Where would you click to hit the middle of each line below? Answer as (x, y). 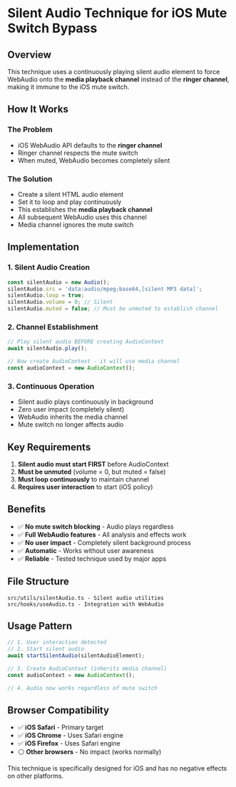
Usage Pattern (40, 626)
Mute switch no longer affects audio (71, 425)
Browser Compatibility (58, 710)
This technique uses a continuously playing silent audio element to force (114, 72)
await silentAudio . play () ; (47, 349)
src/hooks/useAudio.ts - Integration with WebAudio (86, 604)
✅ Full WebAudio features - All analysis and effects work (102, 534)
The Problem (30, 130)
